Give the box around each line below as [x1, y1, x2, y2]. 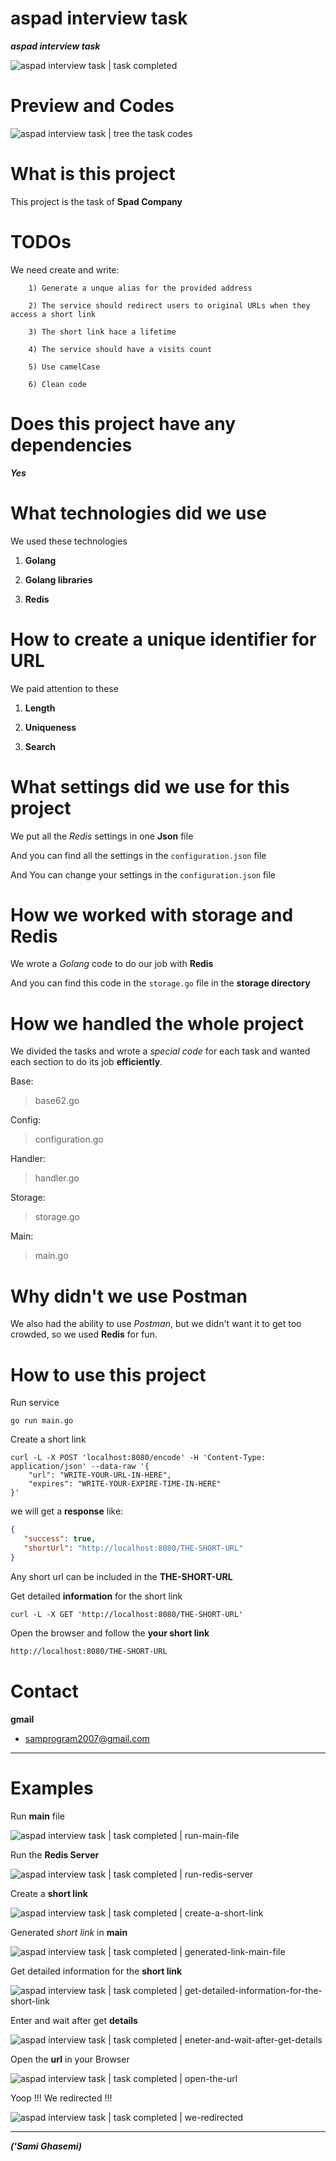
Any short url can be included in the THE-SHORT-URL [10, 1570, 233, 1582]
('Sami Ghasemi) [10, 2140, 82, 2152]
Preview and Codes [10, 95, 175, 117]
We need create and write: [10, 263, 120, 276]
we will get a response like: [10, 1505, 124, 1517]
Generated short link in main [10, 1926, 128, 1938]
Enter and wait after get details [10, 2014, 138, 2026]
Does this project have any [10, 412, 237, 435]
